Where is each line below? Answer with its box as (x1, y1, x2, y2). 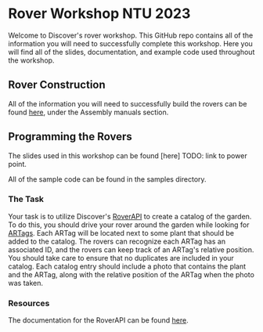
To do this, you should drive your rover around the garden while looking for (8, 220, 250, 229)
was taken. (8, 278, 43, 287)
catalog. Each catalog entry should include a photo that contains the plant (8, 262, 247, 271)
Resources (8, 298, 50, 309)
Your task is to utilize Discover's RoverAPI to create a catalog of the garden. (8, 211, 252, 221)
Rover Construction (8, 78, 106, 92)
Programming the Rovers (8, 130, 132, 143)
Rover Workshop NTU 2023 (8, 5, 191, 23)
